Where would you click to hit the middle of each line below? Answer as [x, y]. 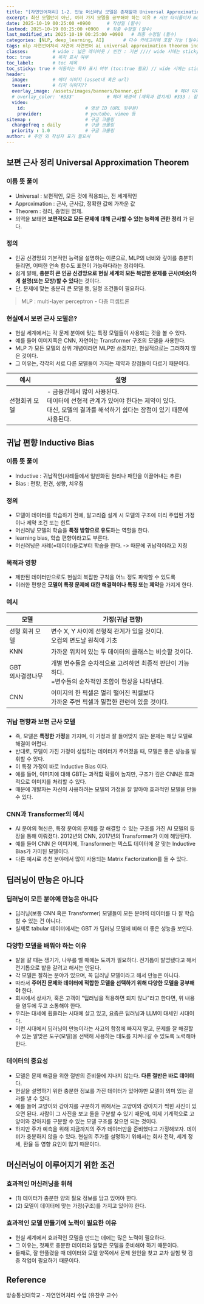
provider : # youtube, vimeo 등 [76, 114]
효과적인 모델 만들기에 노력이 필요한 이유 [62, 1223]
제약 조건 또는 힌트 [49, 523]
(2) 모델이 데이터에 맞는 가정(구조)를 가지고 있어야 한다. [80, 1206]
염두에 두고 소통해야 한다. [52, 1006]
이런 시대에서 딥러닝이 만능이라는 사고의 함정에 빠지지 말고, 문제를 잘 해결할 [104, 1028]
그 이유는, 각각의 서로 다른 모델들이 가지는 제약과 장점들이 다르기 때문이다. [102, 363]
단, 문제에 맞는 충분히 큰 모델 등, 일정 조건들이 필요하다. [80, 288]
